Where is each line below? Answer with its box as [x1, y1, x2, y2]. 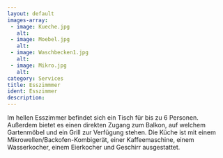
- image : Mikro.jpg [10, 62, 68, 69]
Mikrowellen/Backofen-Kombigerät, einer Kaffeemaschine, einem [7, 136, 194, 143]
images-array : [7, 17, 49, 24]
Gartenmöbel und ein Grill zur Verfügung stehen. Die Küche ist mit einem [7, 128, 216, 136]
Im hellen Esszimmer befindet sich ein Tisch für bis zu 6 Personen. [7, 113, 199, 122]
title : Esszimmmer [7, 81, 61, 88]
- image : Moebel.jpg [10, 36, 70, 43]
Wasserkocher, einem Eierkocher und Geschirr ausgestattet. [7, 143, 180, 151]
